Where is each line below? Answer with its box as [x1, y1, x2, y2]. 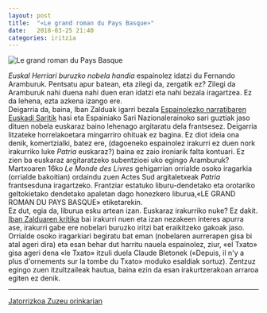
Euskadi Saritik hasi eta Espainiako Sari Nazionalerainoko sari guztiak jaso [8, 113, 250, 123]
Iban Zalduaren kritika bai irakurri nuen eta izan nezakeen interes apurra [8, 214, 244, 224]
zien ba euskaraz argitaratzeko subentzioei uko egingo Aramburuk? [8, 156, 230, 165]
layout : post [8, 11, 52, 20]
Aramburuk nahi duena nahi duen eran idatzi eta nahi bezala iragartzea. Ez [8, 88, 253, 98]
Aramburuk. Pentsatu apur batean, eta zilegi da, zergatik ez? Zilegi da [8, 79, 236, 89]
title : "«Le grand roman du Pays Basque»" [8, 19, 155, 27]
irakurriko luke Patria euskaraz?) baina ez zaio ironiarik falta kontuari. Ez [8, 147, 245, 156]
